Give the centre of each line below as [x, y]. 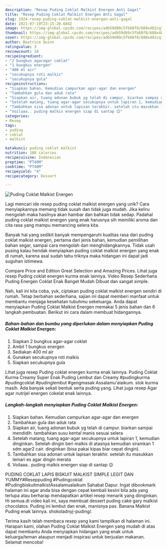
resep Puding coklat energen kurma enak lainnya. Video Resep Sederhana [81, 276]
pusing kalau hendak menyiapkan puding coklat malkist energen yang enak [82, 251]
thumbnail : [16, 33]
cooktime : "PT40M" [24, 167]
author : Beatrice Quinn [30, 42]
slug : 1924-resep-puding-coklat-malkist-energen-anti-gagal [69, 19]
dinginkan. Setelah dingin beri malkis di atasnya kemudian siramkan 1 [83, 444]
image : [12, 28]
